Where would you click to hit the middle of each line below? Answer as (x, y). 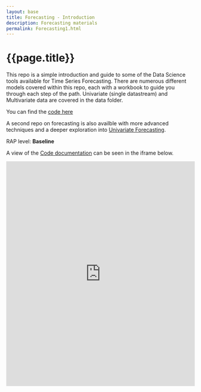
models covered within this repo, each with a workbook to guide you (91, 88)
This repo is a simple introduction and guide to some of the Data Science (96, 75)
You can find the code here (40, 112)
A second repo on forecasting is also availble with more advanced (88, 123)
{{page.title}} (40, 58)
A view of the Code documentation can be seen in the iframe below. (90, 153)
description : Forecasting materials (52, 23)
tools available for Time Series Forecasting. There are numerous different (96, 81)
